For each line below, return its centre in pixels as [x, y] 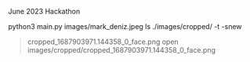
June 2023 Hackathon [44, 11]
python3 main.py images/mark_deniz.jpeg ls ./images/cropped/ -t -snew [125, 26]
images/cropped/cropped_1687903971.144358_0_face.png [121, 50]
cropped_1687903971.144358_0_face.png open [103, 42]
